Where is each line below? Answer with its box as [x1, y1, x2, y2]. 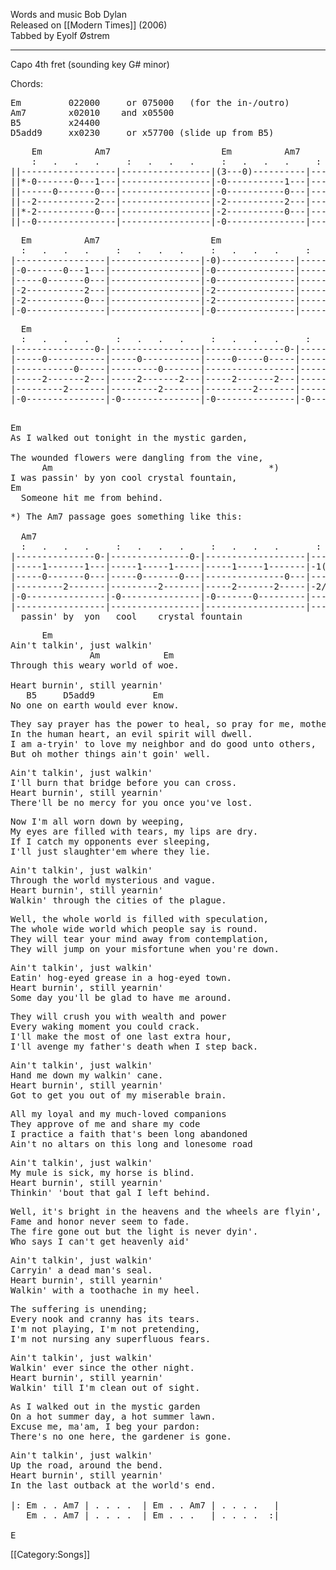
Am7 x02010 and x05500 [10, 107, 175, 118]
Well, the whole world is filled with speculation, [10, 914, 270, 924]
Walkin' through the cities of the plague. [10, 895, 227, 906]
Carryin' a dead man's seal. [10, 1265, 153, 1276]
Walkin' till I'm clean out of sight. [10, 1382, 201, 1393]
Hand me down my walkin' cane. [10, 1070, 164, 1081]
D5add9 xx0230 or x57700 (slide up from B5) [10, 127, 275, 138]
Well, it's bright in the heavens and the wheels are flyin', [10, 1206, 322, 1217]
